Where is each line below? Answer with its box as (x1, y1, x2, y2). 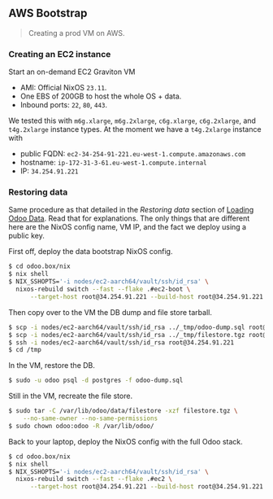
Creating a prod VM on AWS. (28, 28, 125, 37)
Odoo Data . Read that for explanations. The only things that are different (8, 213, 250, 223)
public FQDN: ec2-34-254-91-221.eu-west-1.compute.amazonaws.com (19, 149, 246, 159)
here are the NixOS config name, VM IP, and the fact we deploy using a (8, 222, 246, 232)
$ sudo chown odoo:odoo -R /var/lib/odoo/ (8, 422, 154, 430)
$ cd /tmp (8, 346, 42, 354)
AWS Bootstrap (8, 7, 88, 20)
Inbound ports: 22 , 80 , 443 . (19, 100, 108, 110)
